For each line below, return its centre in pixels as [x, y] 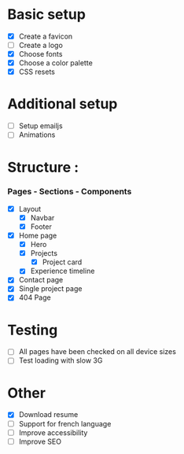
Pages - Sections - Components [70, 192]
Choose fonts [40, 54]
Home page [38, 235]
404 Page [35, 297]
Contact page [41, 280]
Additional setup [63, 104]
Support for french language [65, 423]
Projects [44, 253]
